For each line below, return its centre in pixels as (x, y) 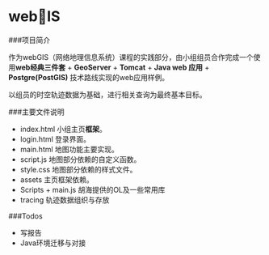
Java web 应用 (179, 67)
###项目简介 (29, 40)
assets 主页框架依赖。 (57, 179)
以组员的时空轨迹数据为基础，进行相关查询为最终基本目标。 (107, 94)
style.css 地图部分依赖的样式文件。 (78, 169)
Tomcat (133, 67)
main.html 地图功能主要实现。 (69, 149)
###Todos (25, 216)
